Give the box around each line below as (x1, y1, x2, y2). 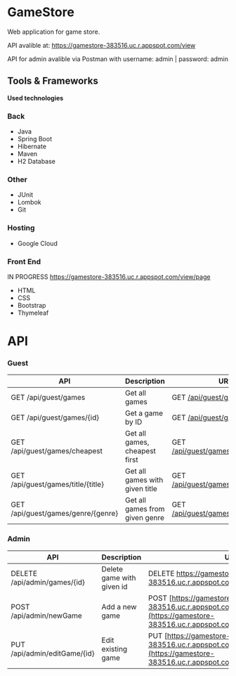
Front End (7, 256, 41, 266)
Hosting (7, 223, 35, 233)
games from (125, 504, 165, 514)
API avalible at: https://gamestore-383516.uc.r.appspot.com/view (7, 41, 196, 49)
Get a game (125, 408, 164, 418)
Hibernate (17, 142, 47, 151)
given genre (125, 513, 165, 523)
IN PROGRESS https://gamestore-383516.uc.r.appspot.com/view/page (7, 272, 211, 281)
